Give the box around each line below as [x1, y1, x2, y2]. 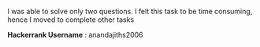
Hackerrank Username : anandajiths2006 [7, 31, 143, 39]
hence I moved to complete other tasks [7, 15, 135, 24]
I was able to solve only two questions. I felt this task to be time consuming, [7, 7, 253, 16]
